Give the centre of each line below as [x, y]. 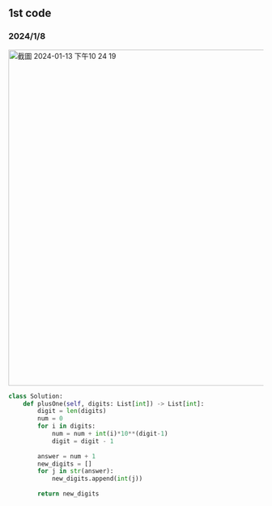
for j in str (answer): [76, 471]
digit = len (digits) [72, 411]
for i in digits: [66, 426]
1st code [30, 13]
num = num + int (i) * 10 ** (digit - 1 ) [110, 434]
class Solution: [36, 396]
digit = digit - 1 [83, 441]
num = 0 [50, 419]
